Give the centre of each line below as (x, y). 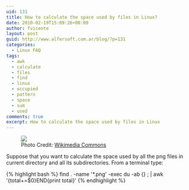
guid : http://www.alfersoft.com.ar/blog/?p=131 (66, 39)
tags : (13, 56)
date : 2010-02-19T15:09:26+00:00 (47, 23)
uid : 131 (17, 12)
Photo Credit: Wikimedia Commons (64, 145)
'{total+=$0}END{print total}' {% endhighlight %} (66, 180)
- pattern (23, 94)
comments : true (25, 116)
